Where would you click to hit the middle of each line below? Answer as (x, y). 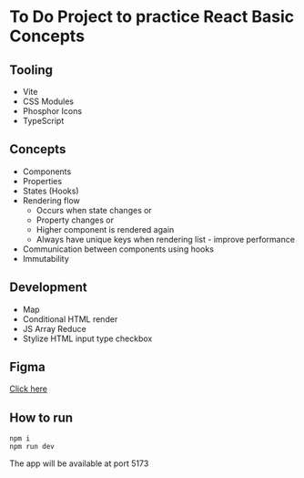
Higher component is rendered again (105, 229)
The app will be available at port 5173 (79, 463)
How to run (41, 417)
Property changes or (75, 220)
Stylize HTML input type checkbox (87, 338)
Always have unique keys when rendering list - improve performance (166, 239)
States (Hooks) (51, 191)
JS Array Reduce (54, 328)
